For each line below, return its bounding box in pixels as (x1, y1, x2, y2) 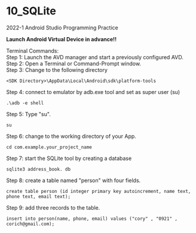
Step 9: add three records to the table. (6, 204, 100, 211)
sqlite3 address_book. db (6, 166, 71, 172)
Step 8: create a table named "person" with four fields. (6, 177, 141, 184)
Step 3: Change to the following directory (6, 66, 108, 73)
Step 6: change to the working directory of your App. (6, 132, 136, 140)
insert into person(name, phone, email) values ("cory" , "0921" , (6, 216, 178, 222)
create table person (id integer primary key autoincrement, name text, (6, 188, 191, 194)
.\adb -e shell (6, 100, 44, 106)
